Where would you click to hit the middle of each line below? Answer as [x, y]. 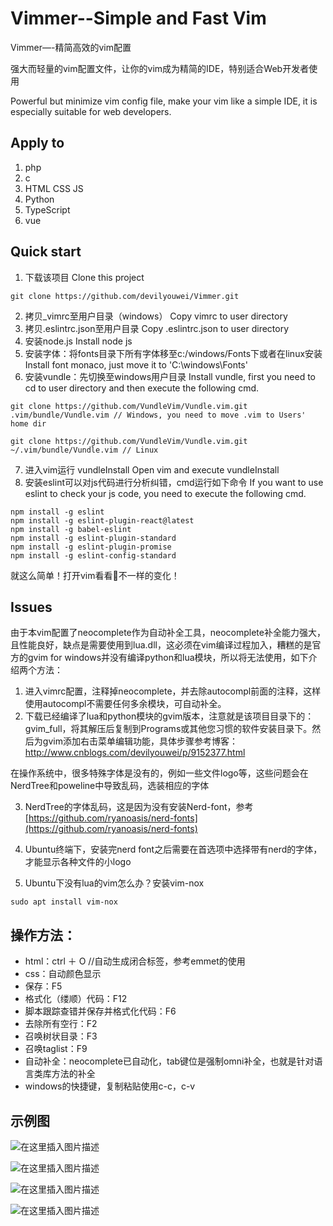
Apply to [37, 143]
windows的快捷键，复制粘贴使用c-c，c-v [110, 1086]
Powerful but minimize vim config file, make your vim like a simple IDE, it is [164, 101]
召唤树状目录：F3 [61, 1036]
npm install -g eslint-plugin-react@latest [102, 520]
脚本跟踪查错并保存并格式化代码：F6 [100, 1011]
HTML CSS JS [54, 188]
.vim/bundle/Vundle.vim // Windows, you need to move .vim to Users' [158, 415]
